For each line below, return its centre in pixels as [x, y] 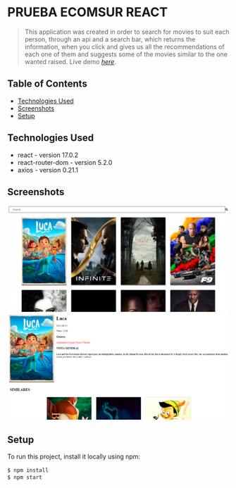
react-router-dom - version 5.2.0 [65, 162]
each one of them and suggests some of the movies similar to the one [126, 54]
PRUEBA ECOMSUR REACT [87, 12]
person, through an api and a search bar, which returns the [110, 39]
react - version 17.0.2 [48, 155]
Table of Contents [48, 84]
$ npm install [28, 470]
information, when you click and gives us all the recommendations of [124, 46]
